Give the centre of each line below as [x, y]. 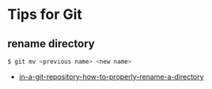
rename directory [51, 44]
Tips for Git [45, 15]
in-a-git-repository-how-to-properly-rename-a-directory [111, 76]
